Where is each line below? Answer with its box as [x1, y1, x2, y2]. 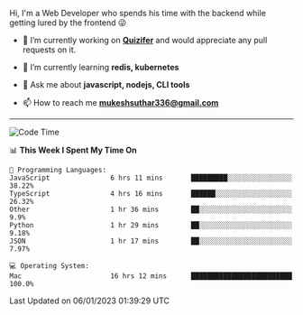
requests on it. [22, 44, 77, 55]
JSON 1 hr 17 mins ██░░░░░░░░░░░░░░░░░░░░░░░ [9, 236, 293, 246]
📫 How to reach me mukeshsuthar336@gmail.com [22, 97, 219, 107]
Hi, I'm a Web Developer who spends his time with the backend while [9, 8, 266, 18]
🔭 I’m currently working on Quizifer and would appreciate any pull [22, 35, 268, 45]
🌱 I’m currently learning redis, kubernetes [22, 62, 179, 72]
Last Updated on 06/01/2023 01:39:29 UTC [9, 295, 170, 306]
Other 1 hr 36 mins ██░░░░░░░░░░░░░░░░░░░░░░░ [9, 205, 293, 214]
